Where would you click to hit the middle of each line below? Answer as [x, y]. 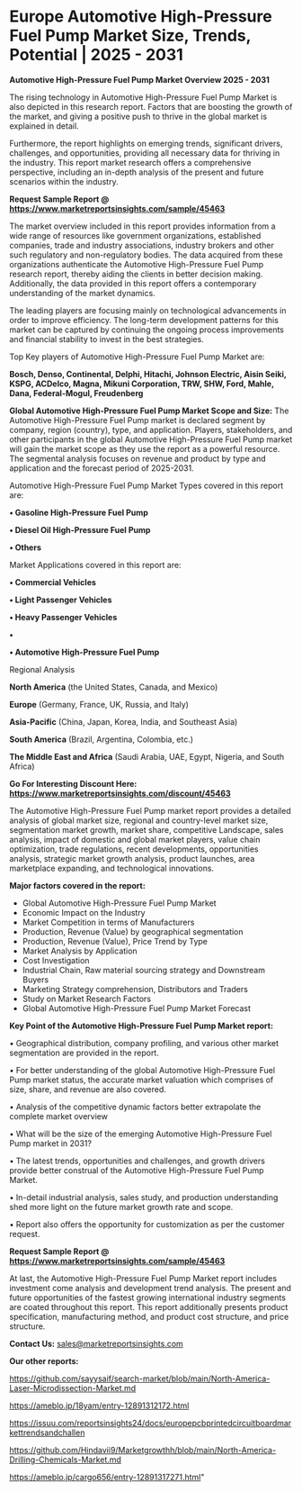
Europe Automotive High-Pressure [141, 17]
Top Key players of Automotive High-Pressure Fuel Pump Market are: [137, 357]
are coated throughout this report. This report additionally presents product [149, 1306]
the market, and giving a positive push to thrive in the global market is [138, 116]
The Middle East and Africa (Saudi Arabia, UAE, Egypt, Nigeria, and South [147, 756]
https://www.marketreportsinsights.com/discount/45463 [120, 793]
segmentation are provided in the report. [84, 1053]
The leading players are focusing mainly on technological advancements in [148, 310]
